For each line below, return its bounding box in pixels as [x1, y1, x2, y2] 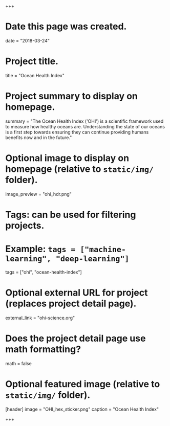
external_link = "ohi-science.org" [5, 315, 75, 321]
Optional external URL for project [5, 287, 148, 299]
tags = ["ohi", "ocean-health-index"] [5, 269, 82, 275]
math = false [5, 360, 32, 366]
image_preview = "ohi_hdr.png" [5, 191, 72, 197]
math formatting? [5, 344, 81, 355]
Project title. [5, 56, 59, 67]
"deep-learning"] [55, 254, 130, 264]
